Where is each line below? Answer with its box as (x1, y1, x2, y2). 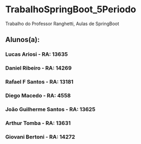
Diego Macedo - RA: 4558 (5, 92, 71, 99)
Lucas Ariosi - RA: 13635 (5, 51, 68, 58)
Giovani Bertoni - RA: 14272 (5, 133, 76, 140)
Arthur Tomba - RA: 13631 (5, 119, 71, 127)
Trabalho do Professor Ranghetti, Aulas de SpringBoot (5, 20, 120, 27)
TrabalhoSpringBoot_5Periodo (5, 4, 136, 15)
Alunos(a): (5, 35, 40, 44)
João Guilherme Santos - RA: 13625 (5, 106, 96, 113)
